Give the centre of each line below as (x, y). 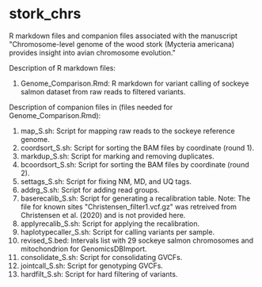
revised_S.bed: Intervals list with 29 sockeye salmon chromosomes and (137, 240)
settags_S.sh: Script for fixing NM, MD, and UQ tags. (106, 181)
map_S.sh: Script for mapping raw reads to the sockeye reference (128, 131)
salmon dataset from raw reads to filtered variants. (103, 91)
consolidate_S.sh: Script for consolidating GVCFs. (101, 257)
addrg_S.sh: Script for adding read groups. (90, 189)
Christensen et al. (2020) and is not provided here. (103, 215)
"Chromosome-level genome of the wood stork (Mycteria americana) (122, 44)
